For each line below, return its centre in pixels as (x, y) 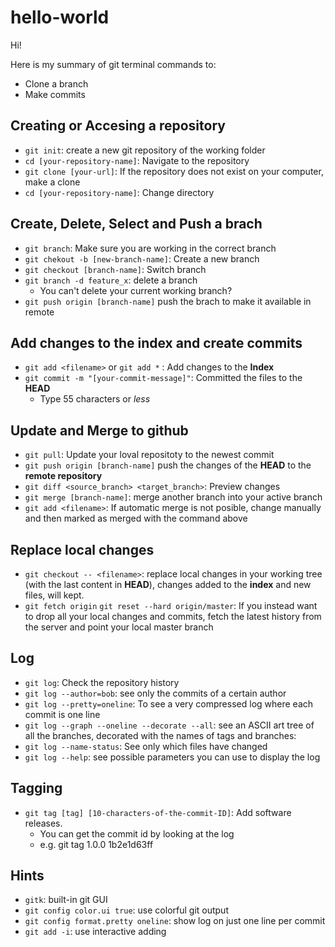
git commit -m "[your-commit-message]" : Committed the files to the (163, 378)
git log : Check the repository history (102, 682)
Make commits (55, 94)
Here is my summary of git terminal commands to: (113, 64)
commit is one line (62, 714)
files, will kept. (54, 595)
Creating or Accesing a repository (118, 126)
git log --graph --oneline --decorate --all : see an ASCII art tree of (169, 725)
